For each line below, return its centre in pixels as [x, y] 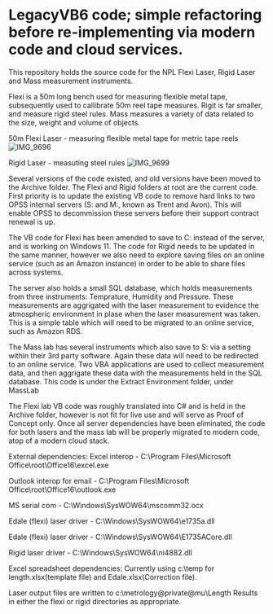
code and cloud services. [96, 50]
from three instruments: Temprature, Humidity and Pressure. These [121, 296]
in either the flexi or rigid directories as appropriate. [95, 601]
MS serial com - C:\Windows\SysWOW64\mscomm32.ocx [106, 505]
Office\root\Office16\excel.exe [59, 465]
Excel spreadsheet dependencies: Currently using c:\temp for [112, 568]
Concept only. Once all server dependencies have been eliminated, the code [137, 423]
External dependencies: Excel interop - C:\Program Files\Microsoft [120, 456]
